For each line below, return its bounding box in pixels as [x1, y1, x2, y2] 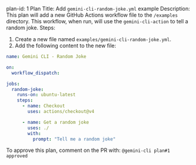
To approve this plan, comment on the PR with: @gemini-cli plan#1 [6, 146, 170, 154]
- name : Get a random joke [21, 119, 89, 125]
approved [6, 153, 28, 159]
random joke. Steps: [6, 24, 55, 31]
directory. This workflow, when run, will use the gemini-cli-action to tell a [6, 18, 189, 25]
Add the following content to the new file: [14, 42, 116, 49]
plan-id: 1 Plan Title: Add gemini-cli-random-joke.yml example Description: [6, 5, 191, 12]
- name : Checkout [21, 103, 66, 109]
